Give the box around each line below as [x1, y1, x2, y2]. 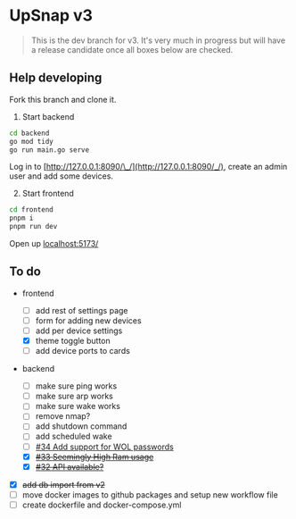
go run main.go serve [9, 145, 90, 155]
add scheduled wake [35, 431, 113, 442]
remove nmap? [35, 411, 91, 422]
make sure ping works [35, 381, 118, 391]
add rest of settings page [35, 305, 128, 315]
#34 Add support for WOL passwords [35, 441, 174, 452]
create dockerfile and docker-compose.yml [21, 499, 182, 510]
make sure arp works [35, 390, 113, 402]
